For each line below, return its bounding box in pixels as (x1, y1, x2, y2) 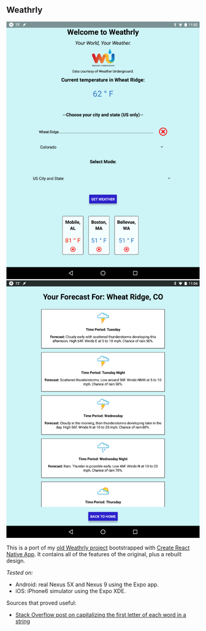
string (15, 618, 31, 625)
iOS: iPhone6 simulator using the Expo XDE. (15, 587, 126, 594)
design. (6, 557, 26, 564)
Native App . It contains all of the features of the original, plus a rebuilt (6, 550, 182, 557)
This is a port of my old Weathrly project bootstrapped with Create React (6, 544, 190, 551)
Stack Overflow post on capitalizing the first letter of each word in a (15, 611, 186, 618)
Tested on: (6, 568, 34, 576)
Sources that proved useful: (6, 599, 77, 606)
